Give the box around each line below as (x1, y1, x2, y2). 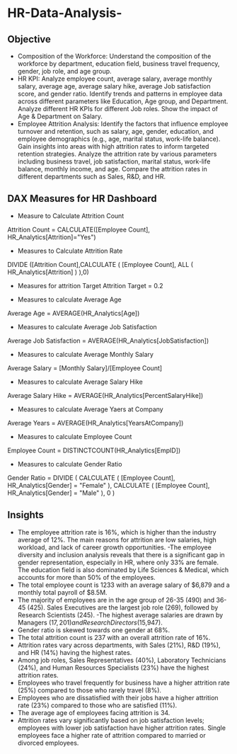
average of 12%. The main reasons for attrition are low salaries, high (17, 535, 217, 544)
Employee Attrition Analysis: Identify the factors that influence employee (17, 120, 229, 128)
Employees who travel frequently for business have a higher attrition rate (17, 678, 230, 687)
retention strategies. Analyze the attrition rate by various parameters (17, 150, 217, 158)
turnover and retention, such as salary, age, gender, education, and (17, 127, 214, 135)
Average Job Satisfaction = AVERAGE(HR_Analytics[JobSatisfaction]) (7, 336, 209, 345)
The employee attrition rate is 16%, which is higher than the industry (17, 527, 217, 536)
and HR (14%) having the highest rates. (17, 648, 132, 656)
